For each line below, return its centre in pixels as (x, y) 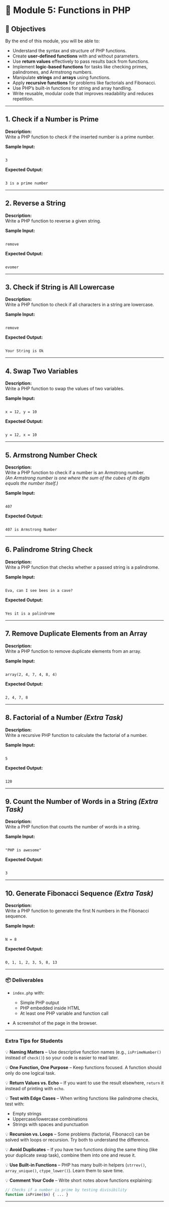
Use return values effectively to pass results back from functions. (81, 61)
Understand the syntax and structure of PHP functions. (69, 51)
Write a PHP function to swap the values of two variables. (65, 389)
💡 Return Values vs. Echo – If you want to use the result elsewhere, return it (84, 1083)
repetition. (23, 99)
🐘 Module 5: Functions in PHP (68, 10)
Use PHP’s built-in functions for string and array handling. (72, 88)
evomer (12, 267)
